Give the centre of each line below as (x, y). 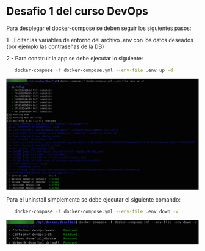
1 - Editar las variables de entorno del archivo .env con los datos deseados (100, 40)
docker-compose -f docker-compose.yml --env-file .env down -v (96, 211)
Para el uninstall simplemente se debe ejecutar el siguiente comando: (94, 199)
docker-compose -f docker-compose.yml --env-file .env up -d (94, 70)
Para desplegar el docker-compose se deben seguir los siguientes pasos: (99, 28)
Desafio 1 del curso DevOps (77, 11)
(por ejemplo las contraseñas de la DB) (55, 46)
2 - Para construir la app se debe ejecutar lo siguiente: (75, 58)
